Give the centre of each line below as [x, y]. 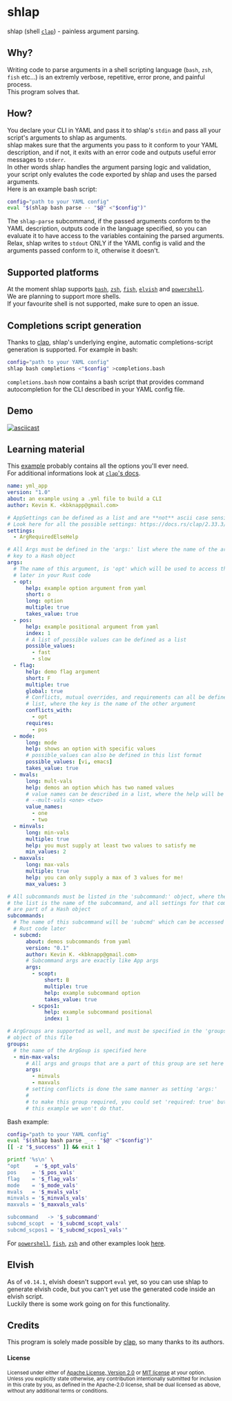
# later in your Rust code [52, 575]
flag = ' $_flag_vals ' [43, 1179]
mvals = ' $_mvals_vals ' [44, 1192]
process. [20, 84]
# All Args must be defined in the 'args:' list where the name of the [112, 550]
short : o [38, 595]
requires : [39, 723]
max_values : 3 [46, 884]
